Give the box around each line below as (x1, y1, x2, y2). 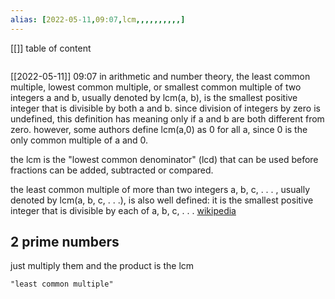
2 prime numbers (10, 234, 120, 251)
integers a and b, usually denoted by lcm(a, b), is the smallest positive (10, 91, 298, 103)
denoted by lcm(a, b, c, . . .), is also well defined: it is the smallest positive (10, 194, 314, 206)
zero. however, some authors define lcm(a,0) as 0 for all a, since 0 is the (10, 123, 308, 135)
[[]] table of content (10, 42, 92, 54)
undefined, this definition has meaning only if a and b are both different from (10, 112, 325, 125)
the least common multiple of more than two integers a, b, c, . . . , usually (10, 183, 311, 195)
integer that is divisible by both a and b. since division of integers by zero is (10, 102, 321, 114)
